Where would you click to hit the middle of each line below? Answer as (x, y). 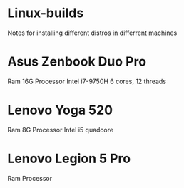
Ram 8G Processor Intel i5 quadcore (61, 130)
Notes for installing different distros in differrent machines (92, 33)
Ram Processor (30, 178)
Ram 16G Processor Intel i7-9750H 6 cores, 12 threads (87, 81)
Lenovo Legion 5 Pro (69, 159)
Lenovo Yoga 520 (60, 110)
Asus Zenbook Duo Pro (77, 62)
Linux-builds (46, 13)
